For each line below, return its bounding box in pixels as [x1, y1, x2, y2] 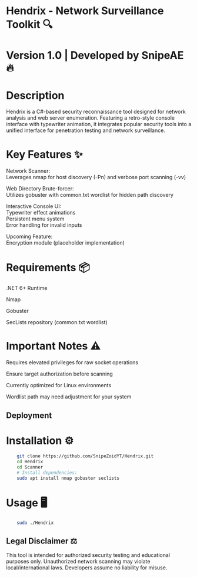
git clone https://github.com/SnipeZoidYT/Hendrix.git [16, 453, 154, 459]
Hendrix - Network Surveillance [6, 4, 164, 18]
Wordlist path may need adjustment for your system [6, 393, 132, 400]
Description [6, 88, 65, 102]
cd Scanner [16, 464, 44, 470]
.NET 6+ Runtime [6, 285, 48, 292]
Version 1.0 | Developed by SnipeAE [6, 49, 184, 62]
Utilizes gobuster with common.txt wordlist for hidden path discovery [6, 192, 173, 199]
